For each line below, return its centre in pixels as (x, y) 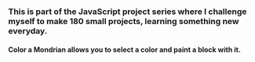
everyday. (28, 31)
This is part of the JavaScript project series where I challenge (127, 12)
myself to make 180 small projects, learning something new (124, 21)
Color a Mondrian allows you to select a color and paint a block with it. (125, 50)
